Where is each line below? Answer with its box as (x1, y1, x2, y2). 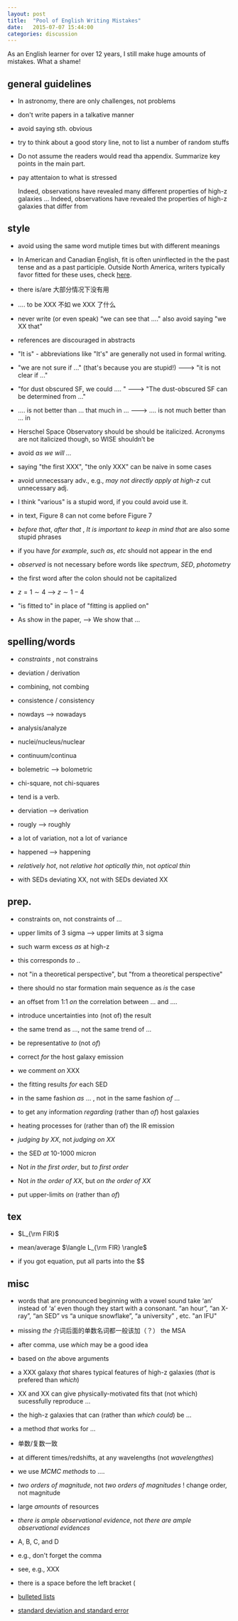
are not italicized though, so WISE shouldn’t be (17, 434, 155, 443)
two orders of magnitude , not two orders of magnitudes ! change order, (17, 1481, 227, 1489)
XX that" (17, 321, 43, 331)
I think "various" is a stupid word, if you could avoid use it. (17, 497, 188, 505)
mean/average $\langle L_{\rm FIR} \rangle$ (17, 1243, 147, 1252)
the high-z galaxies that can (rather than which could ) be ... (17, 1411, 192, 1419)
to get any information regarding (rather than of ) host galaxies (17, 1107, 200, 1116)
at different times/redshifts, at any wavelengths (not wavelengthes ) (17, 1453, 215, 1462)
